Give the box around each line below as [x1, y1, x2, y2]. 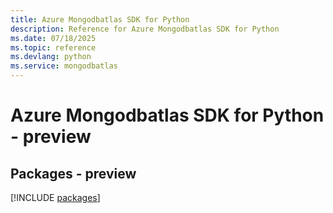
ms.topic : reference [10, 42, 97, 53]
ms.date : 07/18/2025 [10, 33, 97, 43]
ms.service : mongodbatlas [10, 61, 118, 71]
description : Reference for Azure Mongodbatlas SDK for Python [10, 24, 280, 34]
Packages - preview [10, 165, 137, 182]
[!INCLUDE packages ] [10, 192, 101, 203]
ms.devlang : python [10, 52, 92, 62]
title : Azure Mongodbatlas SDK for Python [10, 14, 190, 25]
